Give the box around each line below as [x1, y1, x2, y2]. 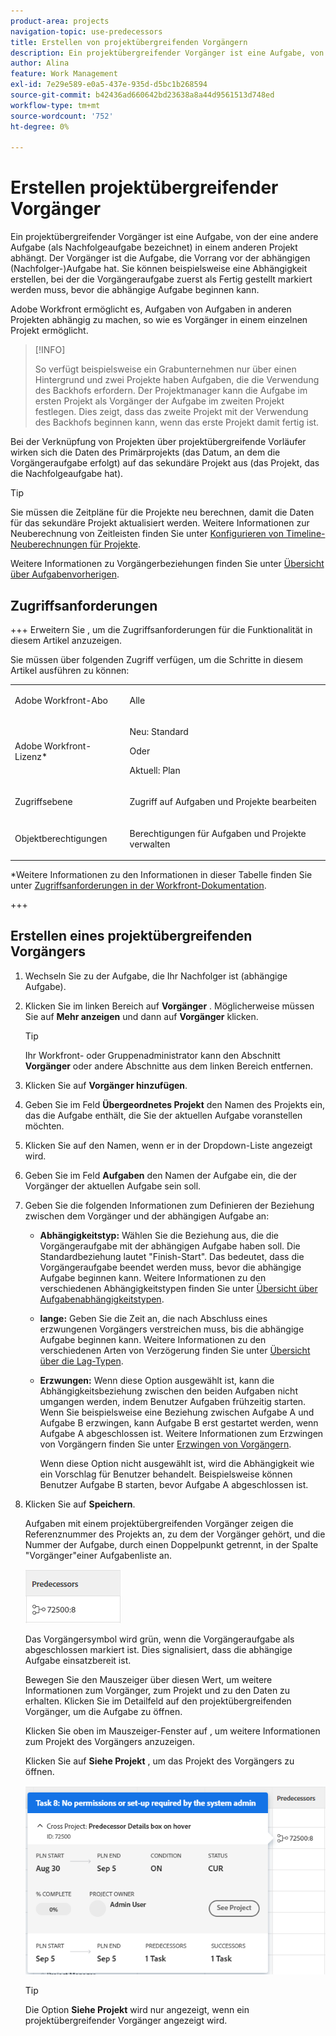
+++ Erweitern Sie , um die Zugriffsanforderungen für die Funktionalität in [10, 624, 313, 635]
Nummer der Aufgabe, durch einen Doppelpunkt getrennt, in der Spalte [24, 1538, 319, 1550]
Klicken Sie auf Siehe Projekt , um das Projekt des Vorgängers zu [24, 1755, 295, 1767]
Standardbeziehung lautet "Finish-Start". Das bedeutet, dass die [39, 1250, 305, 1262]
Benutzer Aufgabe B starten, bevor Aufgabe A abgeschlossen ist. [39, 1478, 309, 1490]
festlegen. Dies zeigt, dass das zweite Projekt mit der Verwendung [34, 406, 309, 418]
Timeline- [285, 528, 326, 540]
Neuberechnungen [10, 538, 88, 550]
